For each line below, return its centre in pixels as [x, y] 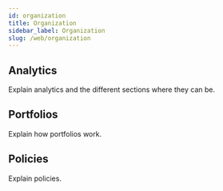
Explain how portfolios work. [55, 133]
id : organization [37, 16]
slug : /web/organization [50, 38]
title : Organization [43, 23]
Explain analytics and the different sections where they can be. [112, 90]
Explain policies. [35, 178]
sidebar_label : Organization [57, 30]
